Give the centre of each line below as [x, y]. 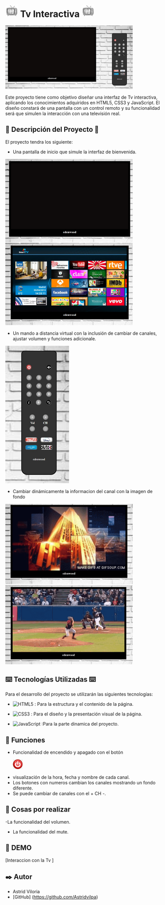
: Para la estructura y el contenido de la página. [84, 704]
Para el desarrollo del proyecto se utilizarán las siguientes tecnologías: [79, 694]
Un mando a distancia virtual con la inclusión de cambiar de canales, [85, 333]
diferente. [23, 788]
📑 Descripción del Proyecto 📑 [52, 130]
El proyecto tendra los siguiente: [39, 142]
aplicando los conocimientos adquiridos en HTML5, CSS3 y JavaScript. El [82, 102]
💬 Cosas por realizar [38, 810]
